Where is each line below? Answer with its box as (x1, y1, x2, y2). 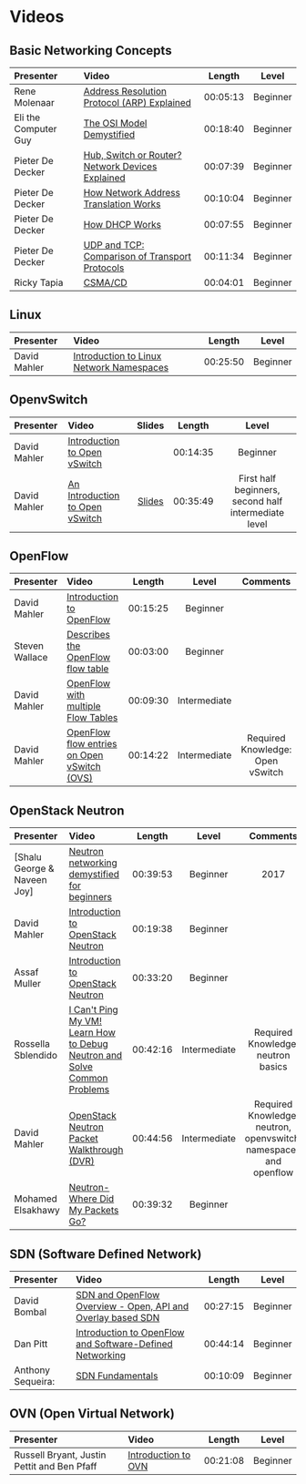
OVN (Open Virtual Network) (9, 1406, 175, 1422)
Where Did (68, 1192, 115, 1205)
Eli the (14, 111, 41, 124)
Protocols (83, 261, 125, 274)
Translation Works (83, 198, 161, 210)
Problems (68, 1083, 110, 1096)
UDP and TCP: (83, 239, 145, 251)
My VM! (68, 1015, 103, 1028)
